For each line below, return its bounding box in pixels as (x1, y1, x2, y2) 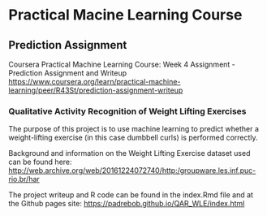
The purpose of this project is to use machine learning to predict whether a (8, 124, 260, 134)
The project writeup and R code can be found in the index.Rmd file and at (8, 190, 254, 200)
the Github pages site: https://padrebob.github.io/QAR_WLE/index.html (8, 199, 245, 209)
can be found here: (8, 157, 72, 167)
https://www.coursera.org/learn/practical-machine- (8, 77, 181, 86)
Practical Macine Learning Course (8, 6, 243, 24)
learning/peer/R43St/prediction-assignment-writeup (8, 85, 183, 95)
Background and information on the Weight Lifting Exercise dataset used (8, 149, 251, 158)
